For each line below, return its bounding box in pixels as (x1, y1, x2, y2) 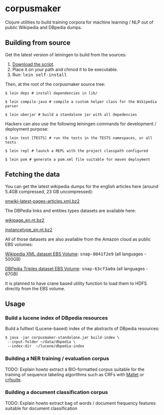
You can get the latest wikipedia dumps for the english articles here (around (5, 183, 159, 189)
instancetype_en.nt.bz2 (5, 226, 53, 232)
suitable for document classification (5, 405, 78, 411)
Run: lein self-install (12, 72, 67, 78)
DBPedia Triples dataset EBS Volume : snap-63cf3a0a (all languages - (5, 266, 148, 272)
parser (5, 104, 19, 109)
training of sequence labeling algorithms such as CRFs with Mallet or (5, 371, 144, 377)
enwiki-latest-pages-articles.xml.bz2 (5, 198, 80, 204)
